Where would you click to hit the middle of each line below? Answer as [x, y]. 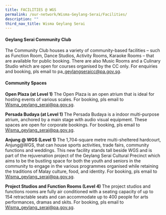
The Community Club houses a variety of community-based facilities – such [83, 51]
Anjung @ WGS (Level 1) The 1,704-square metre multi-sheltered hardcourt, [83, 140]
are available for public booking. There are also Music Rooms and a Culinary [83, 61]
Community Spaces [26, 83]
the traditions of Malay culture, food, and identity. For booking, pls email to [81, 171]
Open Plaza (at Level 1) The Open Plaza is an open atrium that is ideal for [80, 94]
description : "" [22, 19]
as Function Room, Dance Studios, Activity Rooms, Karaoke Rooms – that [80, 56]
